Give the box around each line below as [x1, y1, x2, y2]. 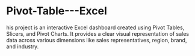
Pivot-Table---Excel [6, 4, 107, 18]
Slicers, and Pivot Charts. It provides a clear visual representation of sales [6, 30, 190, 37]
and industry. [6, 43, 39, 50]
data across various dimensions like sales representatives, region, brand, [6, 36, 187, 43]
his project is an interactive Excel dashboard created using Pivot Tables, [6, 24, 185, 31]
